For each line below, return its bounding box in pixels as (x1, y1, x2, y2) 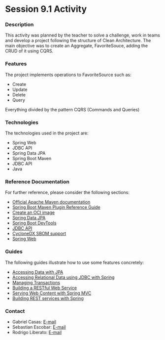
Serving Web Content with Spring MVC (12, 290, 92, 296)
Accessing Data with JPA (12, 269, 64, 275)
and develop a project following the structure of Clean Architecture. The (5, 38, 151, 43)
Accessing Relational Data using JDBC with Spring (12, 274, 115, 280)
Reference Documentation (5, 178, 70, 185)
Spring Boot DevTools (12, 220, 57, 226)
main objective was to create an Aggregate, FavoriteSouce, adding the (5, 43, 148, 49)
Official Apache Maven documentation (12, 199, 91, 205)
